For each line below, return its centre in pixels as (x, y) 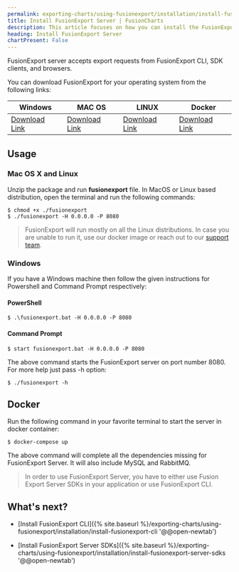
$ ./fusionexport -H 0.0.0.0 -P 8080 (63, 216)
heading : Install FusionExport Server (65, 34)
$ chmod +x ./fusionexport (47, 210)
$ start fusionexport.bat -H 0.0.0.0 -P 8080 (76, 349)
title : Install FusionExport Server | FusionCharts (85, 21)
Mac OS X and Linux (43, 174)
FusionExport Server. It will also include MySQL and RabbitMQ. (99, 463)
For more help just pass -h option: (57, 369)
